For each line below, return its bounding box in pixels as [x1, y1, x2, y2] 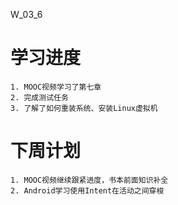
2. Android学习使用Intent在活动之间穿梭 [10, 185, 165, 196]
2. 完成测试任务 [10, 92, 69, 103]
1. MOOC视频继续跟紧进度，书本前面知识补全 [10, 175, 169, 185]
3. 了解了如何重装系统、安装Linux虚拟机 [10, 103, 158, 113]
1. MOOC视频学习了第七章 [10, 82, 102, 92]
